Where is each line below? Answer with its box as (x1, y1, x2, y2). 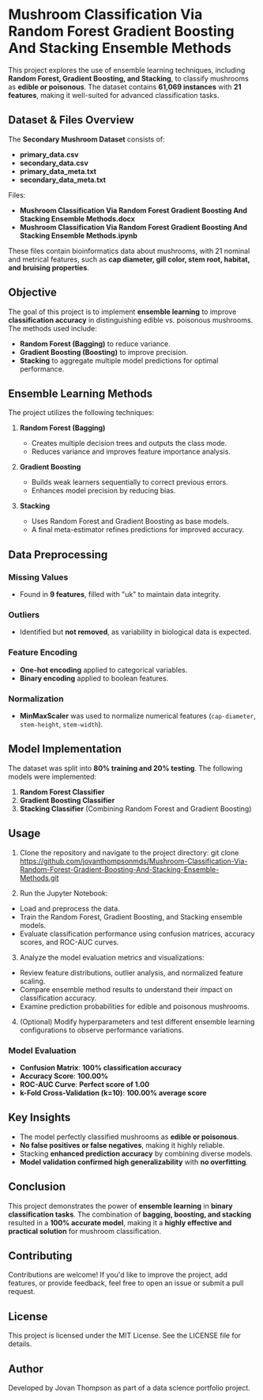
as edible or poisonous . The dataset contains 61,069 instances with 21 (8, 81, 242, 92)
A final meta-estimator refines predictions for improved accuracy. (31, 525, 245, 534)
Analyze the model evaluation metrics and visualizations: (19, 953, 205, 962)
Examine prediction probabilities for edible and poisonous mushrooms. (19, 1002, 250, 1011)
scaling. (19, 976, 46, 986)
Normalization (8, 693, 65, 704)
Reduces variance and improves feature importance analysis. (31, 447, 231, 456)
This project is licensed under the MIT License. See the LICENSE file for (8, 1330, 242, 1341)
